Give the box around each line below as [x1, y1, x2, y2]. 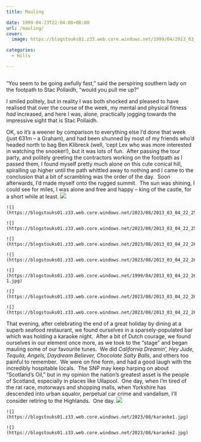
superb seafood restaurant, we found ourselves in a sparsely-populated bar [6, 326, 193, 333]
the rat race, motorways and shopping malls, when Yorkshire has [6, 383, 166, 390]
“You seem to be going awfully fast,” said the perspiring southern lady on [6, 79, 187, 87]
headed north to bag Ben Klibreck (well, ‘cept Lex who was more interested [6, 141, 192, 148]
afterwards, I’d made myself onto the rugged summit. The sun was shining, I [6, 179, 195, 187]
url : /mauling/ [6, 25, 44, 31]
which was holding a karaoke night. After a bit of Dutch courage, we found [6, 332, 191, 339]
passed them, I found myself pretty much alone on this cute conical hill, [6, 160, 182, 167]
